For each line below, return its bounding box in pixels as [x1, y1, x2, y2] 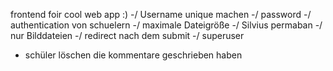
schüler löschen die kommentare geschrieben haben [24, 49, 243, 61]
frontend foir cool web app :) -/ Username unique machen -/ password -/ [10, 9, 312, 20]
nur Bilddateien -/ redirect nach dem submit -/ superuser [10, 30, 245, 41]
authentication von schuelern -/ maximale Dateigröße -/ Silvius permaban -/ [10, 19, 323, 31]
